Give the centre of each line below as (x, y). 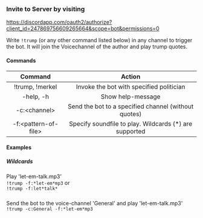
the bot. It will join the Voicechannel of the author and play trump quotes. (97, 46)
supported (130, 131)
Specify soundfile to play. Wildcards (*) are (131, 124)
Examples (19, 147)
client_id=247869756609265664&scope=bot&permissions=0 (83, 28)
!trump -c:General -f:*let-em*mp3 (50, 209)
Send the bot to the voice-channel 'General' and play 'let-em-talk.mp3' (95, 204)
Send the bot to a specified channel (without (130, 106)
